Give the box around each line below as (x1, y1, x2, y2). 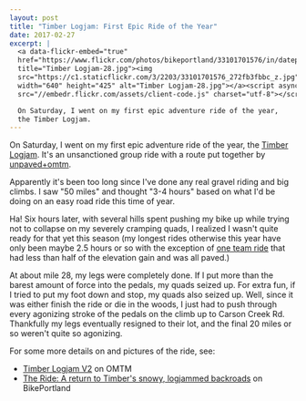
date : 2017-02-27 (9, 30, 76, 39)
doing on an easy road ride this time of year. (9, 196, 176, 207)
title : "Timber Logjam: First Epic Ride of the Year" (9, 22, 219, 31)
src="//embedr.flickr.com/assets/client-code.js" (17, 89, 209, 98)
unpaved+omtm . (9, 159, 72, 170)
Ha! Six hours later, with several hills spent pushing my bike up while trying (9, 213, 290, 224)
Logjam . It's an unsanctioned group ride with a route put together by (9, 149, 266, 160)
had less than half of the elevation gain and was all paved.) (9, 252, 230, 263)
